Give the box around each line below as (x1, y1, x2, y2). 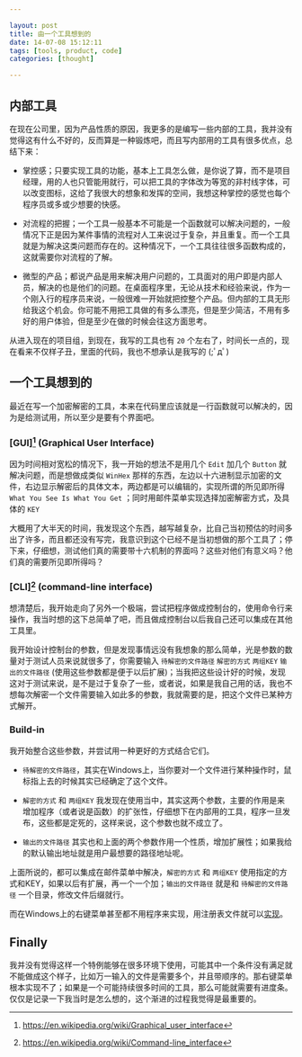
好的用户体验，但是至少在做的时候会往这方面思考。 (22, 316, 212, 327)
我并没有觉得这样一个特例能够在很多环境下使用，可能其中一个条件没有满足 (9, 960, 285, 971)
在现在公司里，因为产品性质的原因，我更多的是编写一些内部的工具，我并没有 (9, 123, 293, 134)
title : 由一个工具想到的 (9, 29, 92, 39)
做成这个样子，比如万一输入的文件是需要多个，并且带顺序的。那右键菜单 (24, 971, 293, 981)
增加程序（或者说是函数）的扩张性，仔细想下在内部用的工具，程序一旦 (22, 806, 283, 817)
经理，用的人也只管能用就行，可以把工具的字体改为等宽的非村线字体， (22, 176, 283, 187)
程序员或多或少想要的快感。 (22, 199, 126, 210)
